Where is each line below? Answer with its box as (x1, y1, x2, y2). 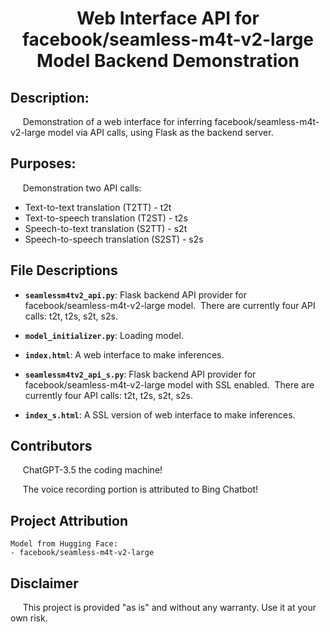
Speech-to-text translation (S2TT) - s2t (24, 222, 188, 234)
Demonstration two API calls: (22, 182, 142, 194)
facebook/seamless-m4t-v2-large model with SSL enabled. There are (24, 378, 315, 391)
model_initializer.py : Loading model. (24, 329, 184, 341)
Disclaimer (10, 575, 79, 592)
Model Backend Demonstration (36, 50, 300, 72)
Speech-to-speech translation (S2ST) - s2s (24, 233, 204, 245)
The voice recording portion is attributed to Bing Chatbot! (22, 483, 259, 496)
